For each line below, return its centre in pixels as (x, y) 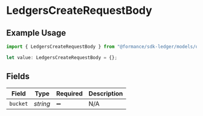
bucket (19, 104)
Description (106, 93)
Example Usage (36, 33)
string (42, 103)
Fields (18, 76)
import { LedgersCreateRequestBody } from (60, 47)
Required (70, 93)
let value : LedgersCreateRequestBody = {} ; (62, 57)
